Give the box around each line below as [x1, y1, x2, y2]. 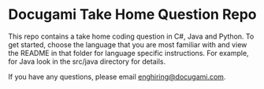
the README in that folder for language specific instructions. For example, [8, 48, 250, 57]
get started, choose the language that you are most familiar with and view [8, 39, 247, 49]
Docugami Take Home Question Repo [8, 6, 257, 24]
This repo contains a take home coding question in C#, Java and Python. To [8, 32, 255, 41]
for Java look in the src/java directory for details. [8, 57, 166, 66]
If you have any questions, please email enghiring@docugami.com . [8, 72, 226, 81]
